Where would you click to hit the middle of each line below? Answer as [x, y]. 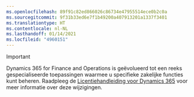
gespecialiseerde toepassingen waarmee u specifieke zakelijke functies [95, 75]
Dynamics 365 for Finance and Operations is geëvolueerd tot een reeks [94, 68]
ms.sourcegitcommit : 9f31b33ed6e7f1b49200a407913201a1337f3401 [87, 17]
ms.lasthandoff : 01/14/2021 [41, 34]
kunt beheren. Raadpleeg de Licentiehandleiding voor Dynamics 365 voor [97, 81]
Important [18, 57]
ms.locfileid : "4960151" [37, 40]
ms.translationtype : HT [36, 23]
